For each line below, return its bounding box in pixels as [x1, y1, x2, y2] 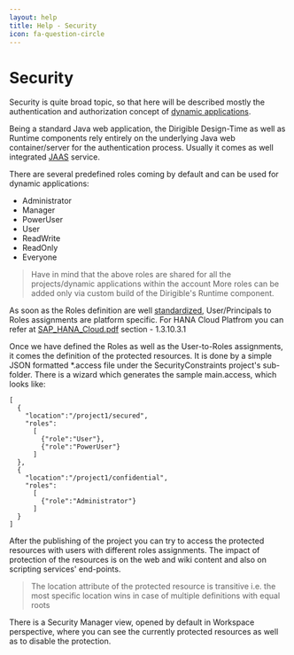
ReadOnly [21, 243, 58, 253]
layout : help [9, 12, 58, 22]
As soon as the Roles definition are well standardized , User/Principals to [9, 305, 272, 316]
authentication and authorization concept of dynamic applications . [9, 106, 251, 117]
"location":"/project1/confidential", [25, 473, 168, 483]
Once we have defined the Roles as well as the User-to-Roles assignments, [9, 341, 283, 352]
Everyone [21, 252, 58, 262]
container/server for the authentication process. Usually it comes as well [9, 143, 275, 153]
